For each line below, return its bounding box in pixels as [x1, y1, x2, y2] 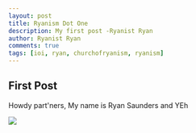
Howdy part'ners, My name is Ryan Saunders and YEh [8, 100, 189, 110]
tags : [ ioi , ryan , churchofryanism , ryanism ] [8, 49, 164, 57]
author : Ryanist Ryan [8, 34, 81, 43]
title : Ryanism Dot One [8, 19, 89, 27]
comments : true [8, 42, 60, 50]
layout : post [8, 11, 52, 20]
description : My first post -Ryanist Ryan [8, 27, 153, 35]
